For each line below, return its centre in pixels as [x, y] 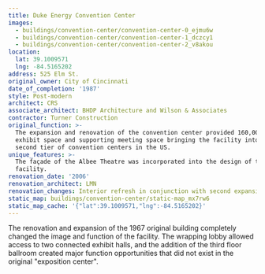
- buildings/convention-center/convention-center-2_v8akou [114, 45]
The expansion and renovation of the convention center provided [125, 132]
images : [21, 23]
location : [24, 52]
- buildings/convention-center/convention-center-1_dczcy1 [114, 37]
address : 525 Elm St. [44, 74]
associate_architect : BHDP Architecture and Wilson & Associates [118, 111]
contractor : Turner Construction [63, 118]
